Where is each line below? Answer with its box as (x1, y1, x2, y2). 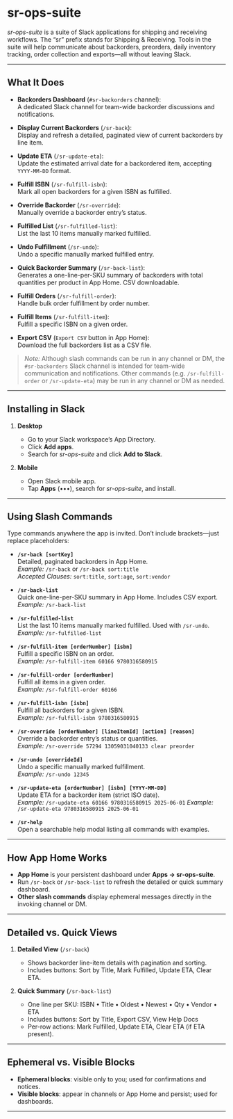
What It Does (7, 77, 64, 88)
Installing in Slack (7, 403, 85, 415)
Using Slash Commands (7, 510, 113, 522)
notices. (17, 1082, 41, 1090)
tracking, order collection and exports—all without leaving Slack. (7, 50, 192, 58)
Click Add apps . (27, 442, 74, 451)
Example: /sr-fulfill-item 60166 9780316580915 (17, 657, 158, 666)
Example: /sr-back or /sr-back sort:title (17, 565, 139, 573)
